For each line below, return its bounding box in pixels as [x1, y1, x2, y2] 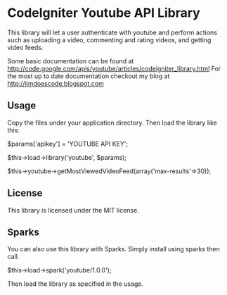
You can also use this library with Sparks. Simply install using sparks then [7, 245, 220, 253]
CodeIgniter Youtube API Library [7, 5, 200, 21]
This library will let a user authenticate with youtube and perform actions [7, 28, 218, 37]
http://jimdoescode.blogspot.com [7, 79, 104, 87]
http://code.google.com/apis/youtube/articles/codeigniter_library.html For [7, 64, 221, 73]
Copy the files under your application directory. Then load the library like [7, 118, 218, 127]
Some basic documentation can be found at [7, 56, 134, 65]
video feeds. [7, 43, 44, 51]
